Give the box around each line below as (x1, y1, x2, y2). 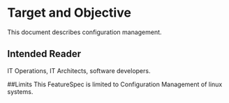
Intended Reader (7, 48, 82, 60)
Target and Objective (7, 5, 131, 21)
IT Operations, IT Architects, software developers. (7, 66, 151, 74)
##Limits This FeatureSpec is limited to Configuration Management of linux (7, 80, 223, 88)
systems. (7, 87, 34, 95)
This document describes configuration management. (7, 28, 162, 36)
